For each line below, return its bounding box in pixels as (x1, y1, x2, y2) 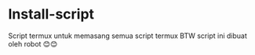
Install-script (8, 5, 95, 23)
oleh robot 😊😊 (8, 39, 58, 48)
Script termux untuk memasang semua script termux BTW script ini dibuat (8, 31, 247, 40)
